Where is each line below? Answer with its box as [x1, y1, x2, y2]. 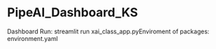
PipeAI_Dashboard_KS [7, 5, 139, 20]
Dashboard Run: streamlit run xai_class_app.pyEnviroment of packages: [7, 27, 210, 35]
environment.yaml [7, 34, 58, 42]
